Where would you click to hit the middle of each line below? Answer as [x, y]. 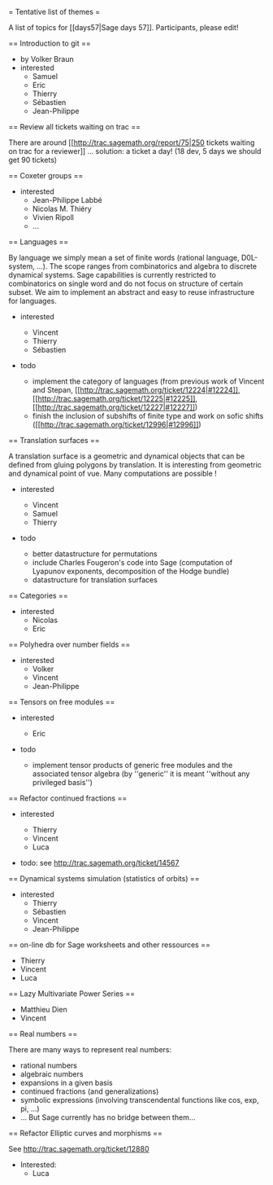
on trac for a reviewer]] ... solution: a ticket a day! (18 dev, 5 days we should [135, 151]
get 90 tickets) [33, 160]
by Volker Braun [47, 59]
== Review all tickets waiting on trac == [74, 127]
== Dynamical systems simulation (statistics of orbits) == [104, 878]
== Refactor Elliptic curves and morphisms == [85, 1133]
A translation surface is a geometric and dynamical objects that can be [127, 456]
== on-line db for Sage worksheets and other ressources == [110, 945]
